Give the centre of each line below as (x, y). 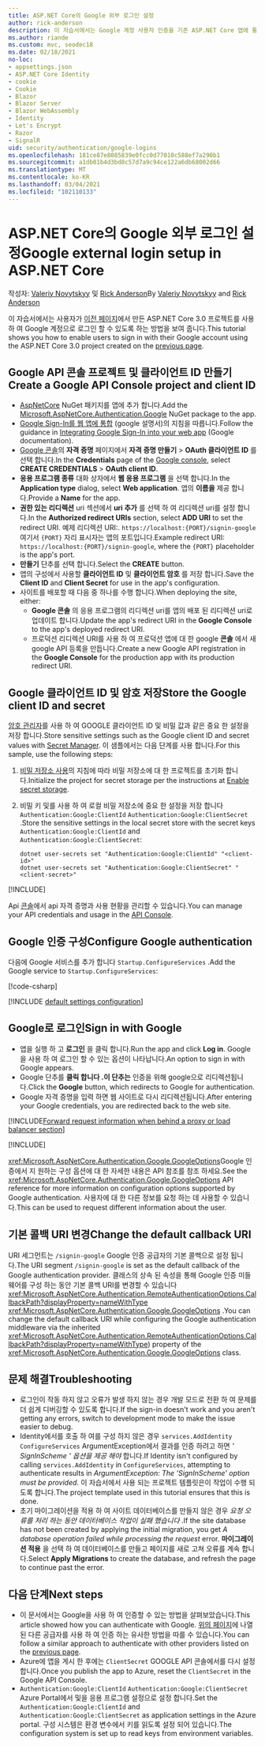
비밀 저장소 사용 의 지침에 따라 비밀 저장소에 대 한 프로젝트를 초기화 (121, 770)
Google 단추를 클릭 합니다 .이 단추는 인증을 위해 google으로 (111, 1077)
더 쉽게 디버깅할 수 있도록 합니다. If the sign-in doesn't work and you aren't (137, 1409)
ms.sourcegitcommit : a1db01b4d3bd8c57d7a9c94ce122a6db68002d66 (114, 163)
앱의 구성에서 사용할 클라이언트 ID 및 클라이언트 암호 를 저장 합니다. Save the (137, 574)
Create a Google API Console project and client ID (132, 385)
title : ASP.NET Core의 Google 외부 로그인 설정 (81, 15)
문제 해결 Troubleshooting (70, 1379)
